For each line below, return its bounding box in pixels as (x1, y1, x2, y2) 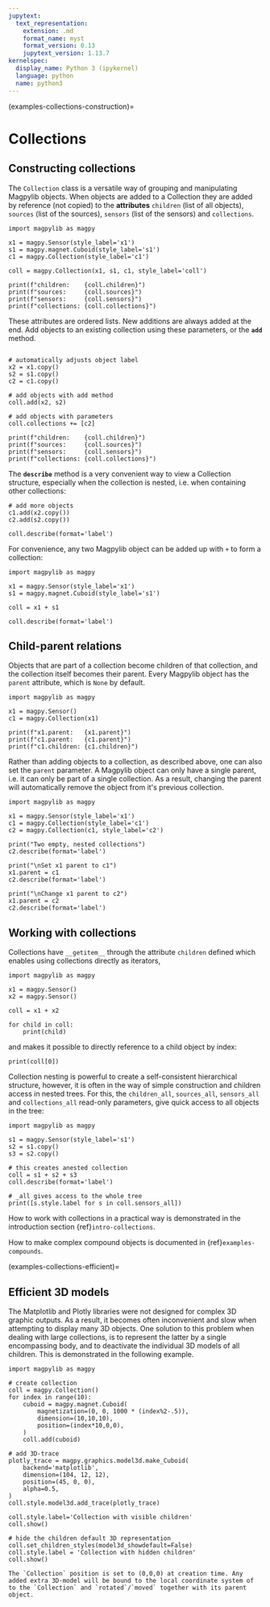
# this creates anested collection (8, 1164, 128, 1172)
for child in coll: (8, 1021, 74, 1029)
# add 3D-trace (8, 1449, 60, 1458)
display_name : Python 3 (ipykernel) (15, 65, 139, 73)
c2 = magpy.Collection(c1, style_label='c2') (8, 826, 164, 835)
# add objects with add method (8, 391, 114, 399)
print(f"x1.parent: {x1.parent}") (8, 729, 131, 737)
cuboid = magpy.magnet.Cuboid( (23, 1400, 128, 1408)
